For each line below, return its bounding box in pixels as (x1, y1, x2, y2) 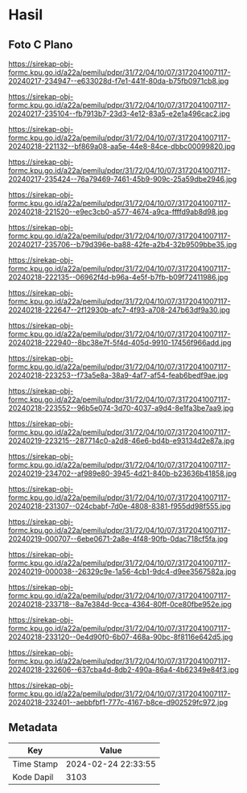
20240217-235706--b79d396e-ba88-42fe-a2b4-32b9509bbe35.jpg (8, 240, 237, 249)
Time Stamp (12, 758, 59, 770)
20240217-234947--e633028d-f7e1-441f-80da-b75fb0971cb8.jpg (8, 76, 229, 85)
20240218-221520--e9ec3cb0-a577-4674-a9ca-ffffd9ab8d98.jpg (8, 207, 228, 217)
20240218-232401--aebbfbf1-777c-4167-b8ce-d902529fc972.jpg (8, 698, 228, 707)
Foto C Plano (8, 38, 73, 52)
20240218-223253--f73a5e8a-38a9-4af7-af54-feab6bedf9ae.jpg (8, 370, 228, 380)
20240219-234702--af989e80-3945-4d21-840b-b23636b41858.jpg (8, 469, 237, 478)
